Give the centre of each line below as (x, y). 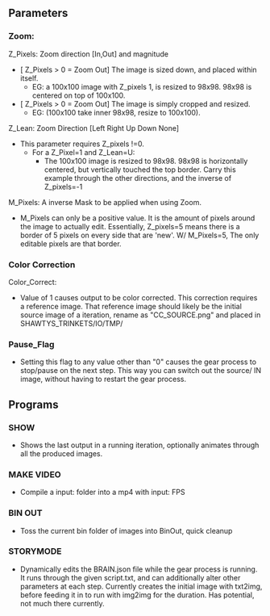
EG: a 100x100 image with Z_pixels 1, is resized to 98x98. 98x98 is (142, 86)
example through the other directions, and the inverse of (138, 178)
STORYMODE (35, 551)
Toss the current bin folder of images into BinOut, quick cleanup (126, 530)
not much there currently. (62, 603)
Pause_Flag (31, 344)
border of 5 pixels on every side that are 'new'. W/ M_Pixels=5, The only (139, 235)
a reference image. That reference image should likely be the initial (131, 306)
